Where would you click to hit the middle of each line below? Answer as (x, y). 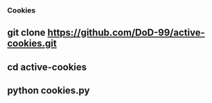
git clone (27, 33)
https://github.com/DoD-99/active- (126, 33)
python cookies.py (48, 91)
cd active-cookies (47, 67)
